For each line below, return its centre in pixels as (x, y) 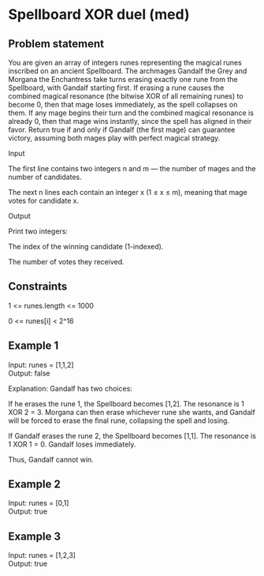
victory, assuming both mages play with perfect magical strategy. (114, 138)
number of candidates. (45, 177)
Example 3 (35, 536)
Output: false (29, 373)
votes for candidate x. (44, 200)
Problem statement (56, 44)
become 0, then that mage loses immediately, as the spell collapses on (123, 105)
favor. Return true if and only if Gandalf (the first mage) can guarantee (122, 129)
